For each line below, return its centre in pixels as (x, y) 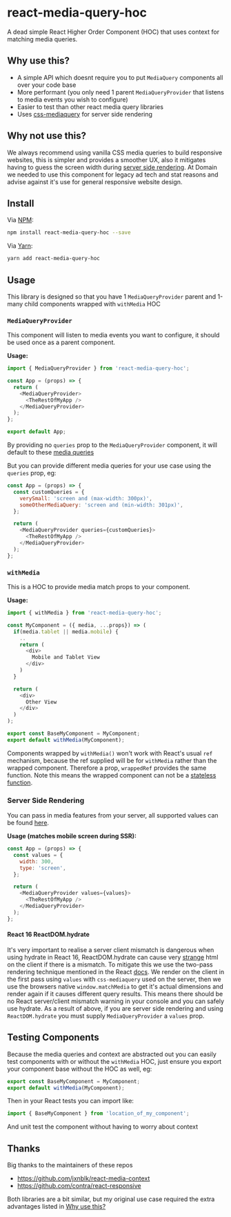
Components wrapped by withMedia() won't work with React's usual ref (110, 753)
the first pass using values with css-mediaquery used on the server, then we (114, 979)
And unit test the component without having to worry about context (103, 1127)
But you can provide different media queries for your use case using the (109, 466)
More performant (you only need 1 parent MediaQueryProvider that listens (120, 92)
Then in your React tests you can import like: (71, 1101)
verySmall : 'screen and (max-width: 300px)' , (86, 498)
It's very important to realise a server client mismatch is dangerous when (111, 949)
